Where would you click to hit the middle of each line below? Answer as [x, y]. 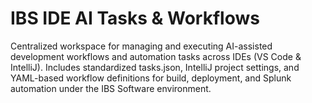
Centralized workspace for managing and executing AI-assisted [141, 46]
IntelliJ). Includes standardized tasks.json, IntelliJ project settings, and [155, 67]
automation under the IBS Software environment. [111, 88]
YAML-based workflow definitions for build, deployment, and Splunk [151, 78]
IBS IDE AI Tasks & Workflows [135, 18]
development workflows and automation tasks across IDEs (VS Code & [156, 56]
